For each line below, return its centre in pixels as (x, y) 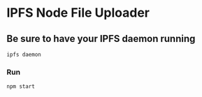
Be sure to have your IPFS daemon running (101, 39)
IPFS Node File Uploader (78, 13)
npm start (21, 87)
